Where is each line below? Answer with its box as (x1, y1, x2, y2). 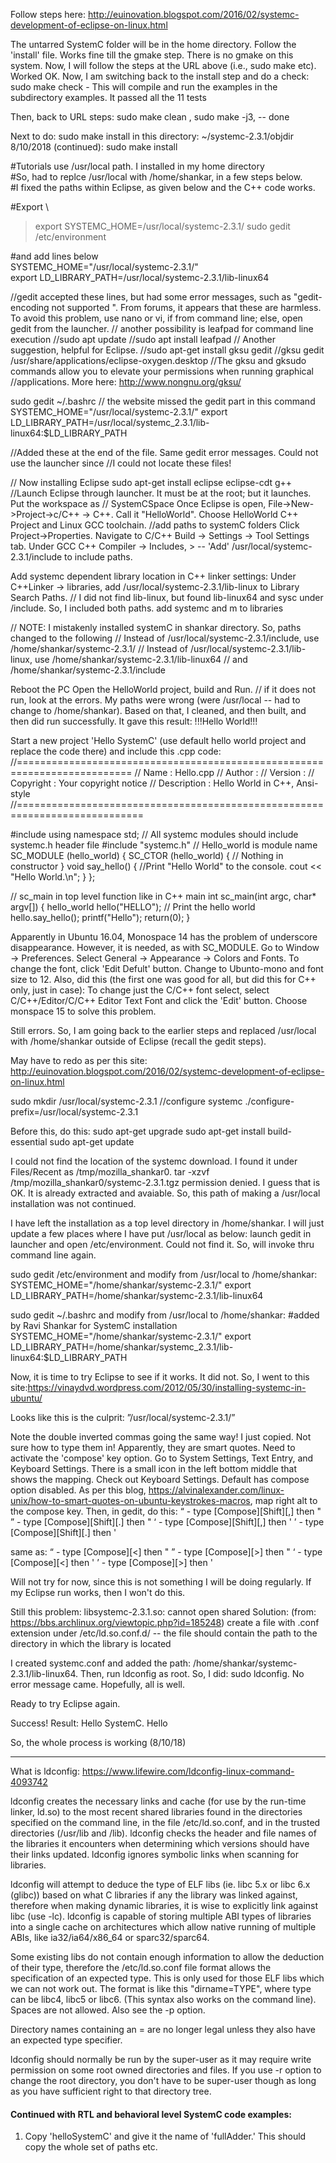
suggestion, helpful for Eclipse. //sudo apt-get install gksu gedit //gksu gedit (10, 344, 325, 356)
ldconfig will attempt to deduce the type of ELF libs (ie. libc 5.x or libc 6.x (10, 1879, 311, 1890)
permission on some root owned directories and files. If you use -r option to (10, 2064, 322, 2076)
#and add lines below (10, 250, 99, 262)
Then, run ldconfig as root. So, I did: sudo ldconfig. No (80, 1668, 305, 1679)
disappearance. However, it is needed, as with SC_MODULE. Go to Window (10, 942, 320, 953)
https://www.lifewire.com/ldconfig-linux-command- (81, 1765, 295, 1777)
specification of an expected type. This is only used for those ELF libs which (10, 1972, 325, 1984)
